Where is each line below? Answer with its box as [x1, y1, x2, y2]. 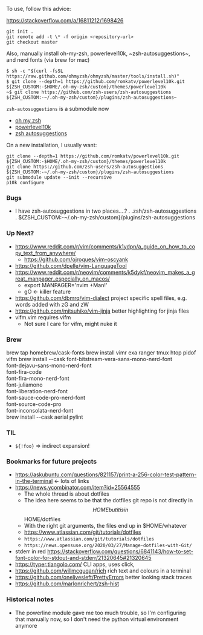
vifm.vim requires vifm [14, 313, 71, 321]
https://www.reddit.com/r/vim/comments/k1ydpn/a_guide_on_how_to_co [14, 242, 195, 250]
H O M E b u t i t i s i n [92, 506, 129, 514]
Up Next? [6, 229, 34, 238]
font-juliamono [6, 381, 43, 388]
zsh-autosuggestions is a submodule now [6, 105, 109, 112]
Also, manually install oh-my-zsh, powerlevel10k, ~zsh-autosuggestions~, [6, 50, 190, 57]
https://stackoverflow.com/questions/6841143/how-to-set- [47, 548, 194, 555]
